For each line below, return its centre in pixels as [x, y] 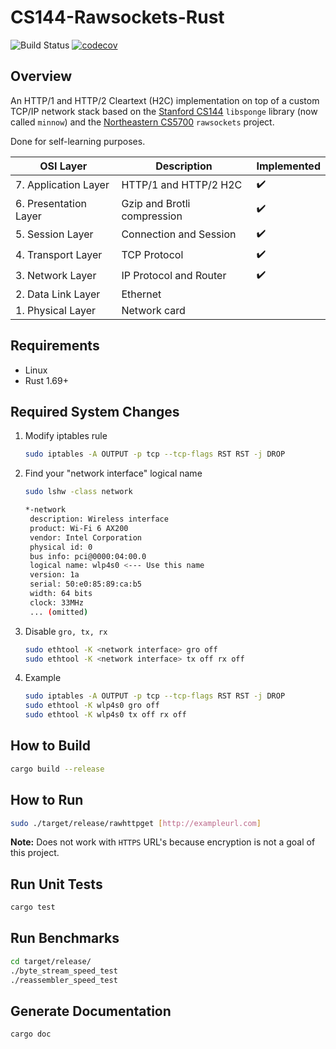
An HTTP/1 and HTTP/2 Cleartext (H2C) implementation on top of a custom [165, 100]
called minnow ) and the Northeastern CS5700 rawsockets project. [142, 122]
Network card [153, 310]
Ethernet [141, 294]
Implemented [288, 166]
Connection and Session [179, 234]
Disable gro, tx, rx [66, 631]
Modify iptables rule [66, 436]
